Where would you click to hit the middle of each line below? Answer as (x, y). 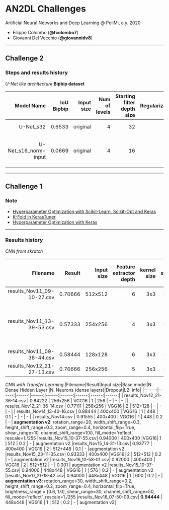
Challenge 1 (24, 187)
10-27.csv (41, 297)
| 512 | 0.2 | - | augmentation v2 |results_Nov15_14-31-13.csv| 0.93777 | (79, 443)
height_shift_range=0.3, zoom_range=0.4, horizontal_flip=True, (70, 427)
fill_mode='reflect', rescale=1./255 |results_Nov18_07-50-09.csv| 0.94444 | (84, 497)
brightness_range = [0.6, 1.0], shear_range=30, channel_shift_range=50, (80, 491)
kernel (148, 270)
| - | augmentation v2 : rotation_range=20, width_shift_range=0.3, (73, 422)
